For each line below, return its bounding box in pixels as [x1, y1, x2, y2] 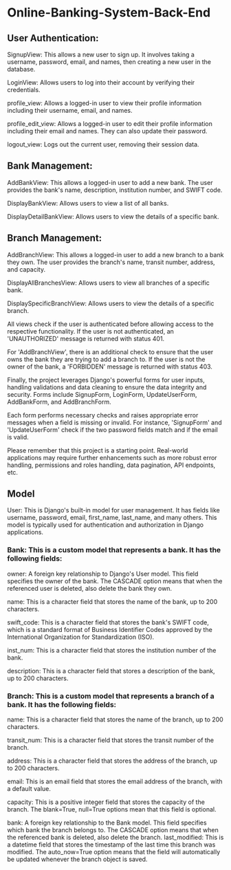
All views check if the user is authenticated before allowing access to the [7, 320, 214, 328]
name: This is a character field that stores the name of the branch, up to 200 [7, 715, 223, 724]
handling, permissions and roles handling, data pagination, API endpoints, [7, 461, 216, 469]
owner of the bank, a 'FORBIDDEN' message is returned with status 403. [7, 362, 213, 371]
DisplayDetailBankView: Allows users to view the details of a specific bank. [7, 212, 219, 221]
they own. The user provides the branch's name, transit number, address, [7, 258, 215, 266]
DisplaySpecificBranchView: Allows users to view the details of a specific [7, 299, 214, 307]
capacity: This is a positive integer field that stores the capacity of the [7, 798, 205, 806]
